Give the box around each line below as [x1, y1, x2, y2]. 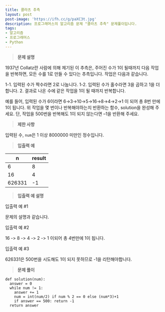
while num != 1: [9, 285, 43, 291]
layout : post [5, 12, 32, 17]
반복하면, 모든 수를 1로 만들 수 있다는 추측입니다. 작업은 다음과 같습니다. [10, 71, 149, 77]
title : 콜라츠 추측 [5, 7, 40, 12]
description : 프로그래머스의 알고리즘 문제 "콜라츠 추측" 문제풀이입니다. [5, 21, 137, 26]
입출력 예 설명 [17, 192, 44, 198]
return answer [9, 303, 39, 308]
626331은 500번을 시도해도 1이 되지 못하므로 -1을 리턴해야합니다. [5, 256, 132, 262]
